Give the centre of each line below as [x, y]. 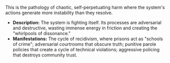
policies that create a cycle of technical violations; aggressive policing [86, 50]
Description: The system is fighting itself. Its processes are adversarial [87, 23]
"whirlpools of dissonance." [42, 33]
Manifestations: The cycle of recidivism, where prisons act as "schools [88, 39]
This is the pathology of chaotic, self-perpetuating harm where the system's [85, 7]
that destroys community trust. [45, 55]
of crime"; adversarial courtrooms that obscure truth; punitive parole [84, 44]
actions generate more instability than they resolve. [59, 13]
